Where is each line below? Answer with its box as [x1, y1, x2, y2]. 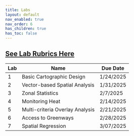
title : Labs [5, 7, 30, 13]
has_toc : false [5, 31, 37, 36]
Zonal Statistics [22, 89, 59, 97]
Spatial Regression [22, 122, 66, 129]
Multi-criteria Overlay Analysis [22, 106, 95, 113]
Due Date [101, 64, 125, 71]
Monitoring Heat [22, 98, 61, 105]
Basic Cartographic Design [22, 73, 86, 80]
